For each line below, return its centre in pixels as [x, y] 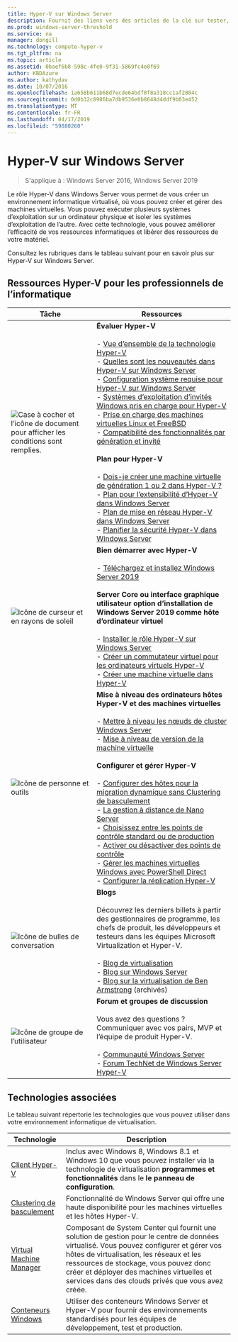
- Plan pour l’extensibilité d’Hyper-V [157, 495]
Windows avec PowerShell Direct [152, 872]
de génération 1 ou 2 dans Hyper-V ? [159, 486]
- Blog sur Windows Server [142, 972]
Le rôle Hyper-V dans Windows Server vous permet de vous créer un [108, 194]
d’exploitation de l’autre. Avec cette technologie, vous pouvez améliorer [112, 225]
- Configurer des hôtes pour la [148, 783]
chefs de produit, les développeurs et [159, 928]
